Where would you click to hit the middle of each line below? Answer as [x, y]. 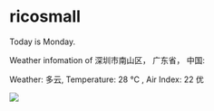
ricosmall [45, 17]
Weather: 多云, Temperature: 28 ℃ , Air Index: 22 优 [107, 79]
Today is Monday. [42, 42]
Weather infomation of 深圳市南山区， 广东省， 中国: [107, 60]
